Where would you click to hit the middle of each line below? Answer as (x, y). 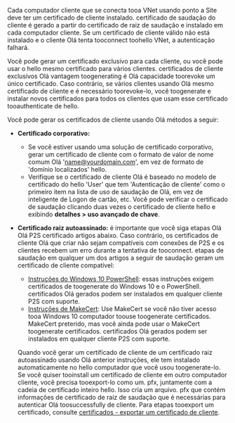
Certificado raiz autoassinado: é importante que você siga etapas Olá (120, 228)
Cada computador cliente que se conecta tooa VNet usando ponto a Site (112, 10)
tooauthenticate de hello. (43, 106)
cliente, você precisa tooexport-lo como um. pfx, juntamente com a (115, 382)
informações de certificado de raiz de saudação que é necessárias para (121, 397)
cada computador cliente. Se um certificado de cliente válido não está (109, 32)
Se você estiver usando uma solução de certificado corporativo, (121, 147)
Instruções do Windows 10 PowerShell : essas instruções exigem (121, 279)
